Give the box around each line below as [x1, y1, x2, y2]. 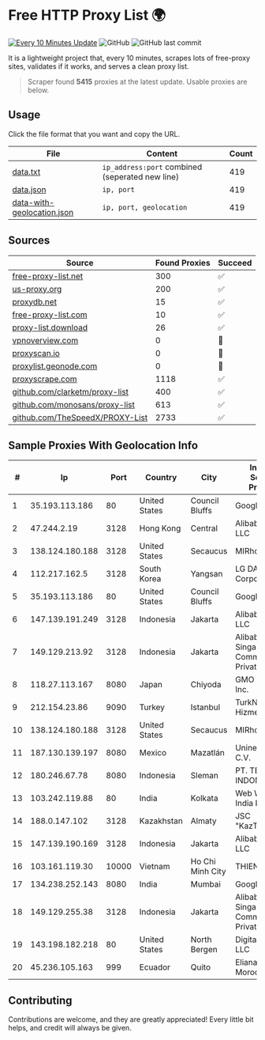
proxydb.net [12, 296, 58, 307]
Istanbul [190, 702, 221, 713]
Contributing [8, 993, 73, 1007]
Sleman [190, 770, 218, 781]
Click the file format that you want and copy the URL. [8, 129, 180, 138]
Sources [8, 234, 50, 248]
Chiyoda [190, 679, 222, 690]
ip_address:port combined [102, 161, 203, 172]
